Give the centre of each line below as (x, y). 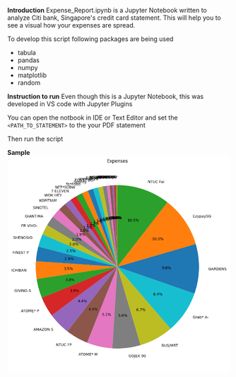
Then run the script (35, 139)
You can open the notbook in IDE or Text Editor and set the (93, 117)
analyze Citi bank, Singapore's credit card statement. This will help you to (114, 18)
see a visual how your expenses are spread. (71, 25)
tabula (27, 53)
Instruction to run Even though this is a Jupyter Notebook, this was (105, 96)
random (29, 83)
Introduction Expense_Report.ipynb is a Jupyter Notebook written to (107, 10)
